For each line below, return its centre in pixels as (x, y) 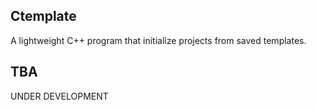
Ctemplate (43, 16)
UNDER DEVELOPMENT (59, 96)
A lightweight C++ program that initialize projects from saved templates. (158, 40)
